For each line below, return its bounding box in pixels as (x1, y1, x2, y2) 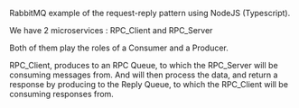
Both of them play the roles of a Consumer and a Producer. (9, 42, 229, 53)
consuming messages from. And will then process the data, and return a (9, 69, 278, 80)
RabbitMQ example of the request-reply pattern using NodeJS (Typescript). (9, 8, 291, 18)
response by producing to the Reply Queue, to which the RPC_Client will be (9, 79, 289, 89)
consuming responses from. (9, 89, 115, 99)
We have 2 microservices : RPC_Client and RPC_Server (9, 25, 213, 35)
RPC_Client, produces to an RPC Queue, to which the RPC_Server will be (9, 60, 278, 70)
